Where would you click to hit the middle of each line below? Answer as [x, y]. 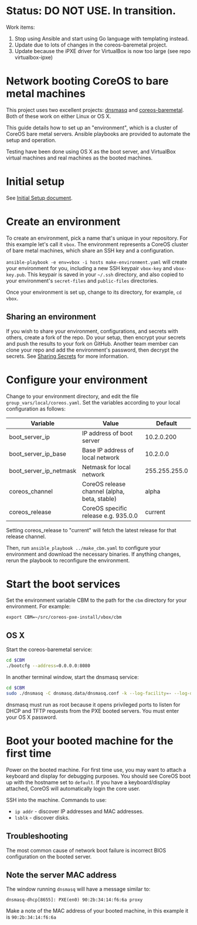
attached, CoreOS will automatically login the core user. [73, 788]
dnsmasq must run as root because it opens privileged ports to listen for [93, 704]
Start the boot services [63, 584]
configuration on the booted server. [49, 856]
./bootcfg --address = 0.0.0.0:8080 [48, 666]
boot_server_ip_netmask [43, 470]
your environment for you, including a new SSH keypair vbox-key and [89, 268]
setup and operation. [31, 140]
